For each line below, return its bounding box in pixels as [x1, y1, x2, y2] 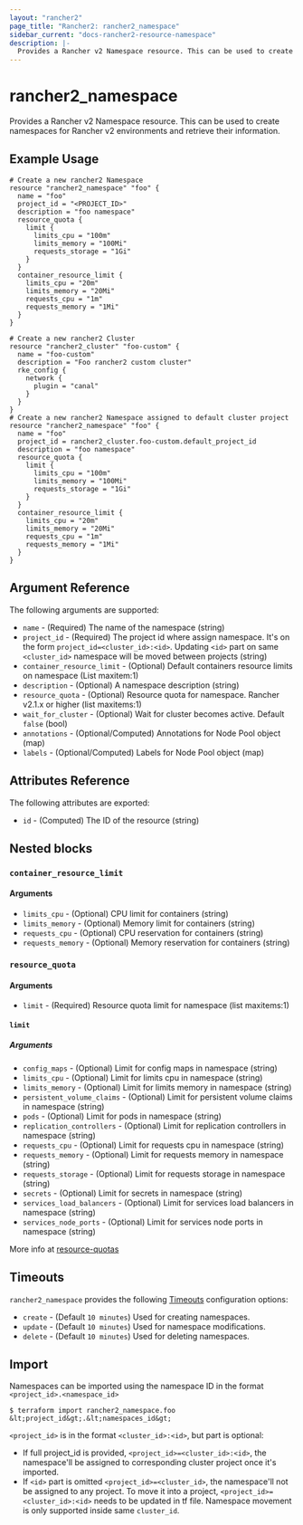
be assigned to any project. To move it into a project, [22, 1486, 219, 1497]
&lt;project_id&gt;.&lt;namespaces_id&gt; [9, 1414, 172, 1424]
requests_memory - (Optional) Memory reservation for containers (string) [22, 938, 290, 948]
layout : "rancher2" [9, 13, 83, 23]
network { [25, 373, 63, 383]
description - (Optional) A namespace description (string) [22, 680, 240, 691]
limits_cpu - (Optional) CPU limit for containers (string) [22, 909, 229, 920]
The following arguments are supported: [9, 604, 160, 615]
